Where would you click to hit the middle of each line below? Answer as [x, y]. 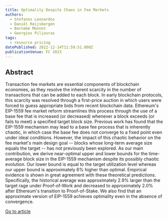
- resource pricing [30, 43]
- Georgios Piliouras [32, 33]
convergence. [20, 202]
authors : [14, 15]
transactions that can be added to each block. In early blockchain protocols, [84, 95]
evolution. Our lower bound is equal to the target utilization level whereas [81, 164]
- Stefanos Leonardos [32, 19]
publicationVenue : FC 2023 [33, 52]
